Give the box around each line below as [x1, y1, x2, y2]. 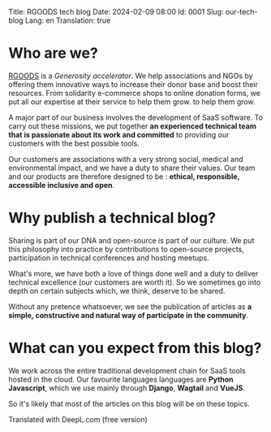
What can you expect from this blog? [8, 339, 262, 357]
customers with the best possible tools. [8, 138, 140, 148]
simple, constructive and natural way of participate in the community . [8, 310, 249, 320]
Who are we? [8, 44, 99, 63]
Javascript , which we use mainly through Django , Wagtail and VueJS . [8, 382, 246, 393]
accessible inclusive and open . [8, 180, 115, 190]
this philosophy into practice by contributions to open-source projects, [8, 244, 245, 254]
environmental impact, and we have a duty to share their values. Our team [8, 163, 256, 172]
